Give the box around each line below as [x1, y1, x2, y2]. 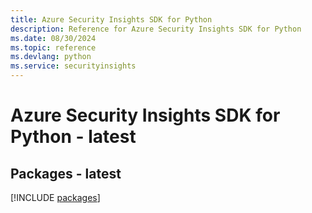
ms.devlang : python [10, 52, 92, 62]
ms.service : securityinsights [10, 61, 137, 71]
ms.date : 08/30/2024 [10, 33, 97, 43]
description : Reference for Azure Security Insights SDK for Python [10, 24, 302, 34]
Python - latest [10, 126, 137, 148]
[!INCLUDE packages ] [10, 192, 101, 203]
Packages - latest [10, 165, 122, 182]
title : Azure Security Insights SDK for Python [10, 14, 213, 25]
